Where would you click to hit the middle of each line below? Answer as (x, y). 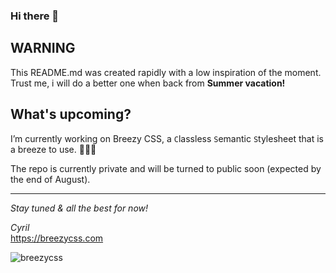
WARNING (43, 48)
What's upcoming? (71, 114)
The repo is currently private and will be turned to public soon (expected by (166, 168)
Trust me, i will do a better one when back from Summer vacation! (148, 83)
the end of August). (50, 179)
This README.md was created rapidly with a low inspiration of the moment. (166, 72)
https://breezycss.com (57, 238)
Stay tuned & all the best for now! (79, 208)
